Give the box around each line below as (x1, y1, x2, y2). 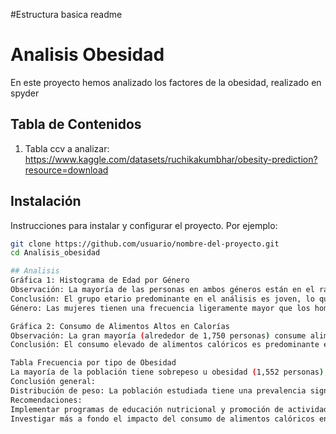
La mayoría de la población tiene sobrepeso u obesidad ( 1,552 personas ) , (10, 367, 329, 378)
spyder (10, 87, 40, 99)
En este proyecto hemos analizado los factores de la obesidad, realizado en (10, 76, 322, 88)
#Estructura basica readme (10, 9, 123, 20)
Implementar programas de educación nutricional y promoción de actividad (10, 404, 329, 414)
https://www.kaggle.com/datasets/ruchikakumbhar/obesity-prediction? (24, 153, 318, 165)
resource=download (24, 164, 109, 176)
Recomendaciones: (10, 395, 83, 405)
